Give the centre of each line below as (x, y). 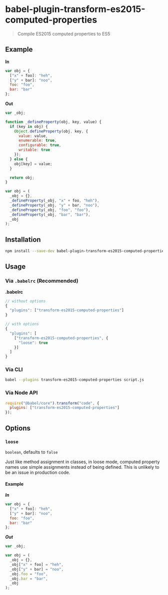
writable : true (34, 150)
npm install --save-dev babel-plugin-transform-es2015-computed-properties (86, 251)
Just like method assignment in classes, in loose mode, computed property (82, 462)
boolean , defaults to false (31, 452)
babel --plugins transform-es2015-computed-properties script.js (74, 380)
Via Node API (21, 393)
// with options (22, 324)
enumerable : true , (37, 141)
